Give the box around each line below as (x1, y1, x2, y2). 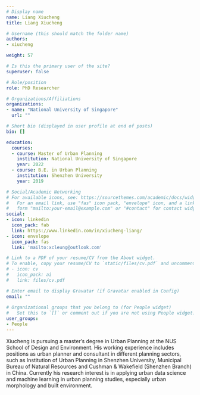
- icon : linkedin (6, 217, 49, 223)
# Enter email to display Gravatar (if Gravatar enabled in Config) (6, 288, 180, 294)
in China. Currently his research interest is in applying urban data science (6, 369, 186, 376)
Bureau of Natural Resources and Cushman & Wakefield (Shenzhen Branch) (6, 363, 192, 370)
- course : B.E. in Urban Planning (11, 167, 97, 173)
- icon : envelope (6, 233, 49, 239)
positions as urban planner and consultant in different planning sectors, (6, 350, 182, 357)
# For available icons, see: (6, 194, 79, 200)
